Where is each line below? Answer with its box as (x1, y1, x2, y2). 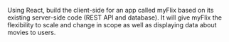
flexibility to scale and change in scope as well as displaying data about (7, 21, 217, 29)
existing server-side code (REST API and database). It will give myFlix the (7, 13, 223, 22)
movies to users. (7, 28, 56, 36)
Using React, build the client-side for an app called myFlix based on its (7, 6, 214, 14)
